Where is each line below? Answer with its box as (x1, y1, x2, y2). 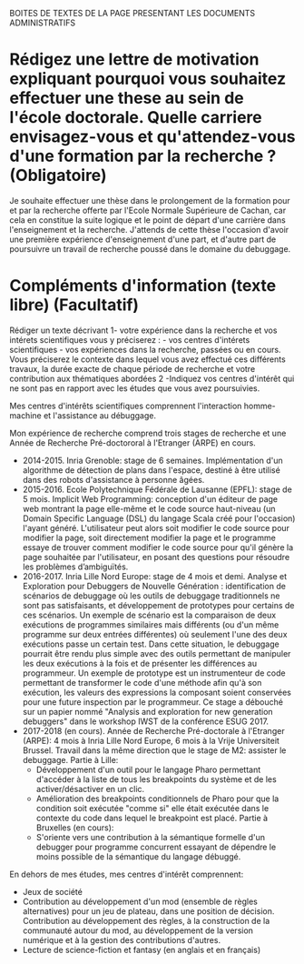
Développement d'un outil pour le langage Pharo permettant (35, 764, 261, 775)
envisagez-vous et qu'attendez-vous (9, 126, 296, 147)
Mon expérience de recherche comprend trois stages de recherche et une (9, 427, 287, 438)
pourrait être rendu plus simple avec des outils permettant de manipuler (22, 648, 291, 658)
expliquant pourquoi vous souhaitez (9, 68, 287, 89)
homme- (243, 400, 277, 411)
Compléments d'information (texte (9, 276, 277, 296)
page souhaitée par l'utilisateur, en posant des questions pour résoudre (22, 551, 290, 562)
